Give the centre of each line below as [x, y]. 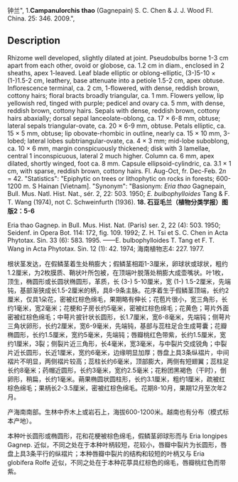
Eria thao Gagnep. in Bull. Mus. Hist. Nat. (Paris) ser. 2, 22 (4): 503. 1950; [114, 225]
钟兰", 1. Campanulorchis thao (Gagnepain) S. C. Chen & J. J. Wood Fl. [110, 10]
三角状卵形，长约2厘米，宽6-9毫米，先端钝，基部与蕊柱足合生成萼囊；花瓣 [117, 326]
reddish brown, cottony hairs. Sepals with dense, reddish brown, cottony [114, 110]
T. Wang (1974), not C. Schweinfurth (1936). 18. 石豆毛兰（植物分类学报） [115, 202]
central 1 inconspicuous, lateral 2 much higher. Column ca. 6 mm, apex [111, 155]
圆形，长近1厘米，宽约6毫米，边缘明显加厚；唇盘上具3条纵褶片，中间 [128, 352]
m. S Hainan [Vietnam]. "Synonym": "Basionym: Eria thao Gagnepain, [125, 186]
